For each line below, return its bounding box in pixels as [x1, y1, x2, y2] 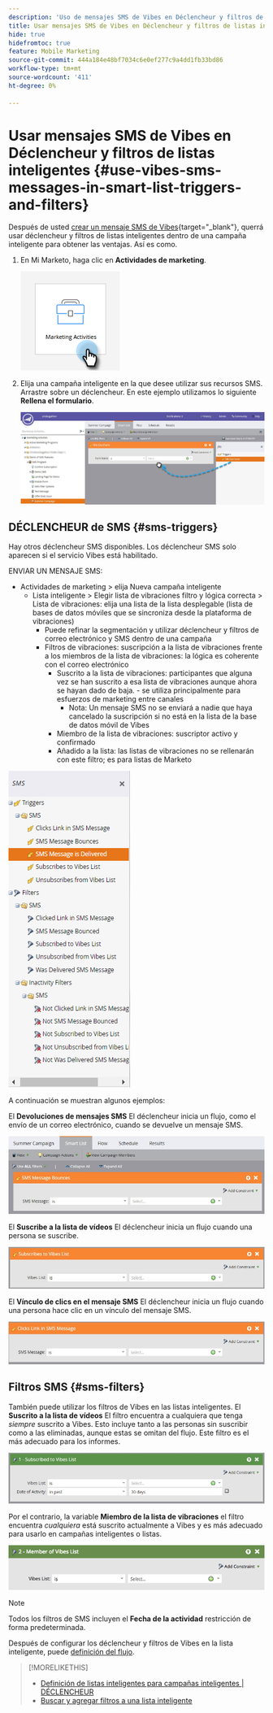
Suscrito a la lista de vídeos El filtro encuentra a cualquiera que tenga [8, 1411, 244, 1420]
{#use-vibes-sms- [93, 161, 222, 179]
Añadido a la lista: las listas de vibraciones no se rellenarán [56, 746, 254, 756]
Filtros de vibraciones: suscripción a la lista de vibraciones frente [44, 642, 262, 652]
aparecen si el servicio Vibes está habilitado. [8, 550, 158, 560]
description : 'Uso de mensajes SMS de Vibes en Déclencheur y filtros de [8, 13, 264, 21]
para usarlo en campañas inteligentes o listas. [8, 1528, 162, 1538]
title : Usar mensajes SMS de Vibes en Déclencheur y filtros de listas [8, 21, 256, 30]
